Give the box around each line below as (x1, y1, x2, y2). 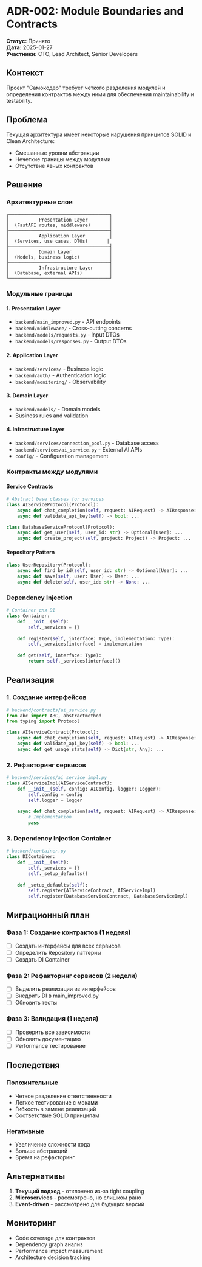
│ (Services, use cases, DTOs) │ (6, 239, 110, 245)
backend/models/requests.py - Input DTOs (15, 331, 120, 338)
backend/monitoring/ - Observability (15, 378, 106, 385)
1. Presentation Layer (6, 304, 61, 312)
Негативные (6, 1127, 44, 1136)
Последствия (6, 1060, 60, 1070)
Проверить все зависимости (15, 1028, 90, 1036)
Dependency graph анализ (15, 1240, 83, 1248)
